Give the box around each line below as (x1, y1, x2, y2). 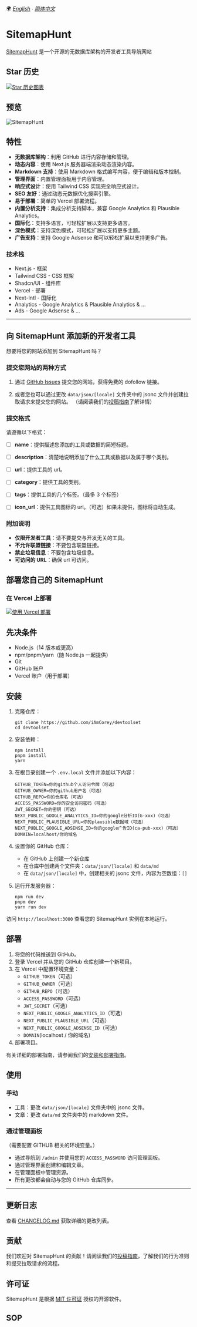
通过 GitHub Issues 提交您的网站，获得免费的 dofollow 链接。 (14, 378, 163, 385)
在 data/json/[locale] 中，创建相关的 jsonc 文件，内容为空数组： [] (23, 870, 188, 877)
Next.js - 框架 (14, 265, 47, 272)
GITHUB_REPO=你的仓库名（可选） (14, 794, 86, 800)
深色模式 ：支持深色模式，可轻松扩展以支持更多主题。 (14, 227, 144, 234)
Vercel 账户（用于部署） (14, 672, 73, 679)
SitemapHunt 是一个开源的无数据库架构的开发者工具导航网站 (6, 48, 152, 55)
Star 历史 (6, 67, 39, 77)
